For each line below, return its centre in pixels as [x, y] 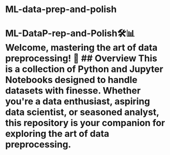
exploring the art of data [57, 134]
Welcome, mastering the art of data [81, 48]
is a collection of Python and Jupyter [84, 69]
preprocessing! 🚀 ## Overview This [81, 59]
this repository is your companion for [85, 123]
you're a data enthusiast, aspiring [78, 102]
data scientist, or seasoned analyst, [82, 112]
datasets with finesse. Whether [73, 91]
